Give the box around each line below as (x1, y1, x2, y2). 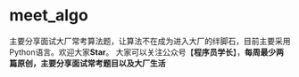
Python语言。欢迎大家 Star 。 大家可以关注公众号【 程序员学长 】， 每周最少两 (9, 46, 284, 58)
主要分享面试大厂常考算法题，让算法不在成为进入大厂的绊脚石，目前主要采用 (9, 35, 291, 46)
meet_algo (9, 5, 89, 26)
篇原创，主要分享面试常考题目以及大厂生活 (9, 58, 166, 68)
